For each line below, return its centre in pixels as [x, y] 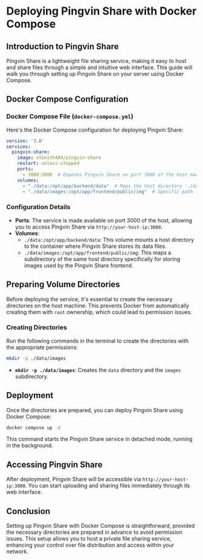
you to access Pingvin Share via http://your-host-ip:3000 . [89, 227]
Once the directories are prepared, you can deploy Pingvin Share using [95, 410]
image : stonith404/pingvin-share [59, 158]
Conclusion [28, 511]
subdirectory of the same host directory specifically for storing [102, 259]
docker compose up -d [34, 428]
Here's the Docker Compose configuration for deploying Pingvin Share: [95, 130]
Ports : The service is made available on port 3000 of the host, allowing [103, 220]
